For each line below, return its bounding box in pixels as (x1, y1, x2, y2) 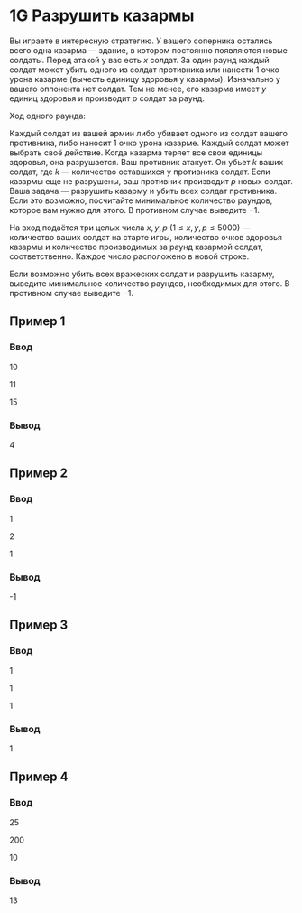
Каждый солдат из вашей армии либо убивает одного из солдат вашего (9, 127, 288, 138)
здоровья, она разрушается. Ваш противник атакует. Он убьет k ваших (9, 156, 284, 167)
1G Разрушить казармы (9, 5, 195, 26)
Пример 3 (9, 618, 69, 633)
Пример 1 (9, 313, 66, 330)
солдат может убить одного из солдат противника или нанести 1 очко (9, 64, 279, 75)
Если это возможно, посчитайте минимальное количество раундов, (9, 195, 273, 206)
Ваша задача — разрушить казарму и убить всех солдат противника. (9, 185, 278, 196)
